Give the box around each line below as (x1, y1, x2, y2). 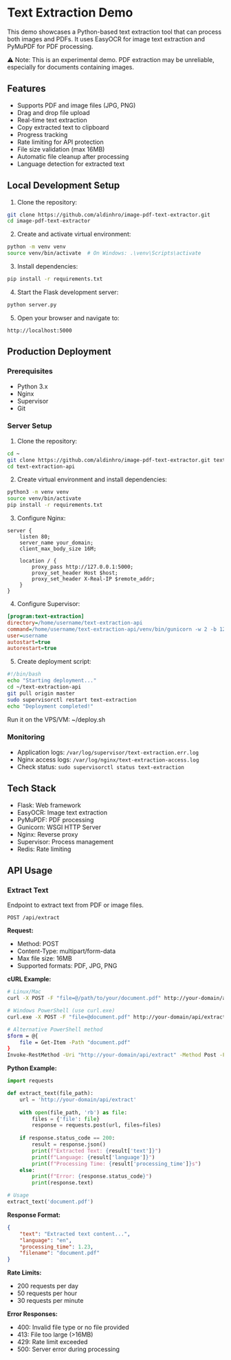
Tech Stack (7, 783, 56, 795)
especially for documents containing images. (7, 63, 134, 71)
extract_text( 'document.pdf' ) (7, 1198, 94, 1206)
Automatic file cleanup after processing (16, 152, 129, 160)
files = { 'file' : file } (32, 1116, 100, 1122)
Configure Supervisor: (16, 600, 80, 608)
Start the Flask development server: (16, 288, 119, 296)
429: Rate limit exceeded (16, 1338, 88, 1346)
